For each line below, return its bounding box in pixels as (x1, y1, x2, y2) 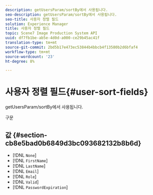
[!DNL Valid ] (12, 179, 39, 185)
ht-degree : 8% (5, 59, 35, 64)
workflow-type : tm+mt (5, 49, 51, 54)
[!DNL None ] (12, 152, 37, 158)
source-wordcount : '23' (5, 54, 55, 59)
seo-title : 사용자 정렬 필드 (5, 17, 59, 22)
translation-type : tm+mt (5, 40, 57, 45)
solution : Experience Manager (5, 21, 69, 27)
